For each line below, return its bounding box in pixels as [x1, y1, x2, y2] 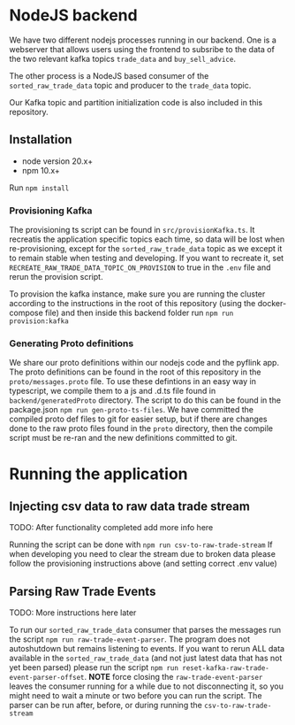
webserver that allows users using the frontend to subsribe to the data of [9, 43, 276, 54]
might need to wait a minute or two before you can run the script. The [9, 690, 262, 701]
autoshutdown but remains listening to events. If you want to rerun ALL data [9, 644, 285, 654]
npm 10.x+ [21, 165, 60, 175]
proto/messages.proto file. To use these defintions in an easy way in [9, 376, 256, 387]
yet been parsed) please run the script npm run [9, 662, 179, 673]
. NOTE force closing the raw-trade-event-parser [84, 672, 263, 683]
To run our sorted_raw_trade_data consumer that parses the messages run [9, 625, 282, 636]
